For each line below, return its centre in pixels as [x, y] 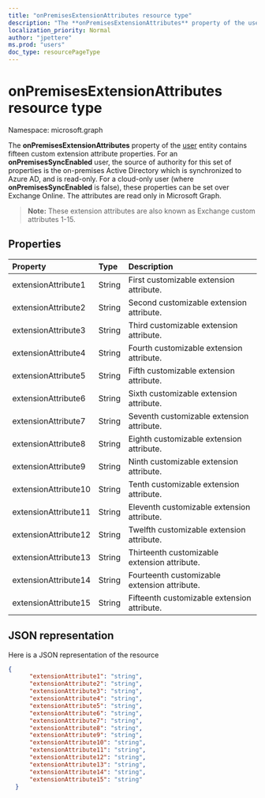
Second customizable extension [187, 303]
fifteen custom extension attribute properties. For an [93, 153]
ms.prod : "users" [37, 45]
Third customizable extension [183, 325]
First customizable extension [181, 280]
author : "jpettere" [40, 38]
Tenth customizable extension [184, 484]
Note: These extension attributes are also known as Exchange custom [142, 211]
